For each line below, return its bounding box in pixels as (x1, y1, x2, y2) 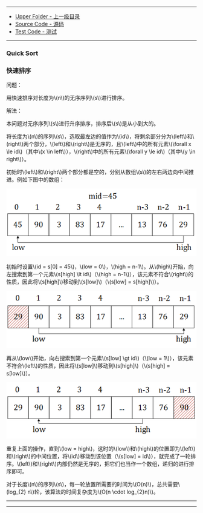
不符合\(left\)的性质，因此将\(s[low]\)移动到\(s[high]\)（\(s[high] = (6, 362, 170, 369)
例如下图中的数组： (16, 176, 65, 184)
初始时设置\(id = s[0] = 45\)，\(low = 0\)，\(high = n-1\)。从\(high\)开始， (6, 263, 188, 270)
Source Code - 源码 (14, 21, 65, 27)
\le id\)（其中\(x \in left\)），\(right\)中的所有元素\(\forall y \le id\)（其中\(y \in (6, 148, 196, 155)
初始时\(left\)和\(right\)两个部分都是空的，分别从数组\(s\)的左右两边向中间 (6, 168, 189, 176)
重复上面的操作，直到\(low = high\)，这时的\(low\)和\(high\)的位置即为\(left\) (6, 445, 196, 452)
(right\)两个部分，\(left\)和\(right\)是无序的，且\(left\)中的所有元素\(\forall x (6, 141, 192, 148)
